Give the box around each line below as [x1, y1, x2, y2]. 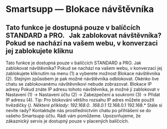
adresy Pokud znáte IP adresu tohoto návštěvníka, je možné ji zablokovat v [5, 86, 159, 92]
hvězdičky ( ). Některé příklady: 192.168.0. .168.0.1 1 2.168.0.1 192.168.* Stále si [5, 102, 162, 108]
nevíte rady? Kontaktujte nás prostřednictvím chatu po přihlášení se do [5, 108, 151, 113]
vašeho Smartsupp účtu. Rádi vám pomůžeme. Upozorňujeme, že [5, 113, 141, 119]
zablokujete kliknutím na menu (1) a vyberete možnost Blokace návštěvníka [5, 71, 160, 76]
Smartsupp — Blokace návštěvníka [5, 3, 154, 15]
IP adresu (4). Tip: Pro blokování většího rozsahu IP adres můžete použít [5, 97, 154, 103]
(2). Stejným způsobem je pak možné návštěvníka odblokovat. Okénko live [5, 76, 159, 82]
